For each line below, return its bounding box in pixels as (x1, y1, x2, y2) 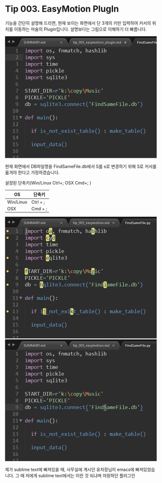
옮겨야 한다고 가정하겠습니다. (5, 169, 60, 175)
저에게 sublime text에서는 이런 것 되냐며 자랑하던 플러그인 (25, 473, 135, 479)
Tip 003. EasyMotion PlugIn (5, 3, 119, 15)
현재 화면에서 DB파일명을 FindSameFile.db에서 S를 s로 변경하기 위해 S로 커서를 (5, 163, 157, 169)
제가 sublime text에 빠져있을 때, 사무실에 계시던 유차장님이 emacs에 (5, 466, 134, 473)
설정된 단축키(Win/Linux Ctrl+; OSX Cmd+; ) (5, 180, 92, 186)
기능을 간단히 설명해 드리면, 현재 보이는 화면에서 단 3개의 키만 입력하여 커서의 (5, 20, 151, 26)
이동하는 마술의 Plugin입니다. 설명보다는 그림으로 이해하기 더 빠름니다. (14, 26, 147, 32)
